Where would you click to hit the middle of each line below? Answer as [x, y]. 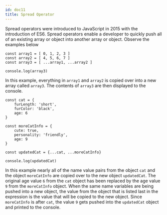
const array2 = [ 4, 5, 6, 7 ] [38, 58]
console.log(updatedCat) [31, 161]
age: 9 [21, 139]
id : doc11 [15, 10]
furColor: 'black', [34, 108]
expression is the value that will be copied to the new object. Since [74, 197]
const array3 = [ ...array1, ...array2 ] [49, 62]
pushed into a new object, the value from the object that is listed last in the [82, 191]
